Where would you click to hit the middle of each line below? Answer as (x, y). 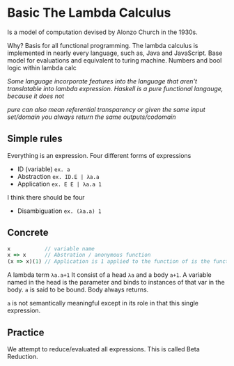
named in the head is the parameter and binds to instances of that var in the (116, 283)
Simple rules (35, 139)
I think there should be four (46, 197)
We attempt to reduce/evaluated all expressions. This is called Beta (103, 349)
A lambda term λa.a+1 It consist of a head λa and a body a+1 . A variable (109, 275)
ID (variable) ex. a (44, 169)
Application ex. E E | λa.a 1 (60, 184)
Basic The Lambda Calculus (89, 13)
